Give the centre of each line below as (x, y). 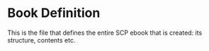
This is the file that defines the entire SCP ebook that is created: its (105, 33)
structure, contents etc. (41, 40)
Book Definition (54, 13)
